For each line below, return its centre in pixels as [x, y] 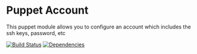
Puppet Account [47, 10]
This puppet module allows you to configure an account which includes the [98, 27]
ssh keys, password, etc [36, 33]
